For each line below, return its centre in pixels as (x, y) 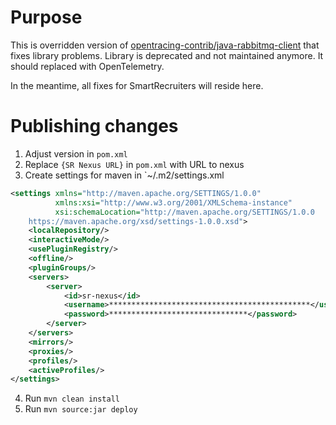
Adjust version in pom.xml (76, 153)
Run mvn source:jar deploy (81, 409)
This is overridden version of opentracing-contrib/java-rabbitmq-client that (165, 45)
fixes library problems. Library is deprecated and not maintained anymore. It (167, 55)
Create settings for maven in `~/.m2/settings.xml (124, 175)
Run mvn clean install (72, 398)
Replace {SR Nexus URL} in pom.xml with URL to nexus (134, 164)
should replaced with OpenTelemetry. (87, 66)
